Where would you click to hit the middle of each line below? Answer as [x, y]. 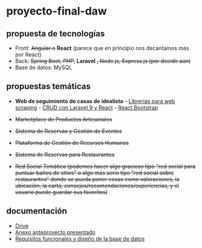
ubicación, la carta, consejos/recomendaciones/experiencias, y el [97, 186]
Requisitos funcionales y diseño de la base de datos [80, 238]
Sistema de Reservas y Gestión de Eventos [68, 131]
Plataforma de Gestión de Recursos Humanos [72, 142]
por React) [28, 55]
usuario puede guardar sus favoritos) [61, 192]
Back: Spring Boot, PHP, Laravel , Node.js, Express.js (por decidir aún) [103, 61]
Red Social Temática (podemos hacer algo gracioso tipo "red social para [105, 166]
